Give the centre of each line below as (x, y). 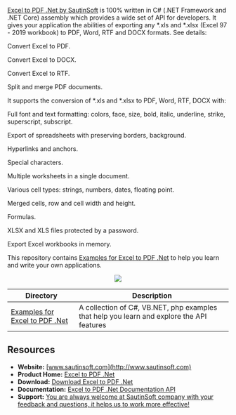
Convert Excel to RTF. (39, 73)
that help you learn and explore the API (143, 316)
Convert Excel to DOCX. (42, 60)
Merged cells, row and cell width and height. (71, 203)
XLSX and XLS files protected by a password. (73, 230)
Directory (41, 296)
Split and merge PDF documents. (55, 87)
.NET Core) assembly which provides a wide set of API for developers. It (112, 18)
